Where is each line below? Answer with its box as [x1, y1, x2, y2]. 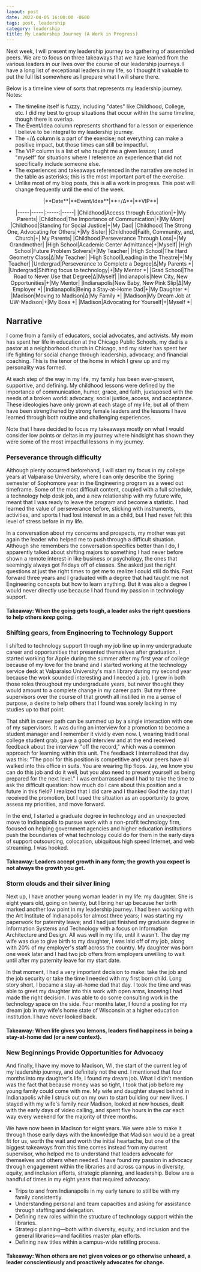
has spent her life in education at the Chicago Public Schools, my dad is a [6, 338, 188, 345]
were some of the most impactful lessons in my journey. [6, 438, 145, 445]
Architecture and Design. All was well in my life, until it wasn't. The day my [6, 931, 190, 939]
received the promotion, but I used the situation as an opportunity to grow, [6, 794, 190, 802]
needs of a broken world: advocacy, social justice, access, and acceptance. [6, 394, 194, 401]
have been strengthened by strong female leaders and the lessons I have [6, 407, 187, 415]
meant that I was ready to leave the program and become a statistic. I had [6, 499, 188, 506]
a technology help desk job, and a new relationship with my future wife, [6, 492, 183, 499]
